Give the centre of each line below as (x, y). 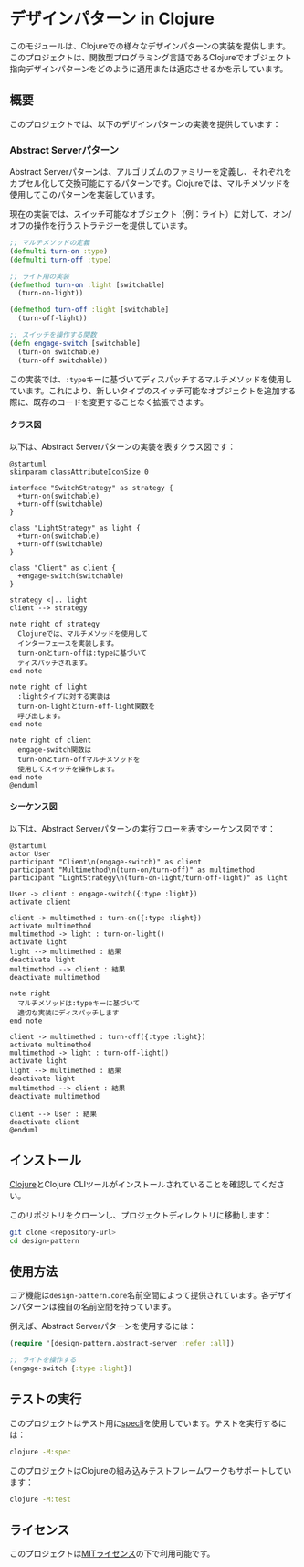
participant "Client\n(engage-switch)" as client (106, 862)
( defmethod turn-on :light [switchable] (88, 284)
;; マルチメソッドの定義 (50, 243)
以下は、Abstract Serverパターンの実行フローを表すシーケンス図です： (143, 828)
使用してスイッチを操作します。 (68, 769)
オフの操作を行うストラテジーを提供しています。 (101, 226)
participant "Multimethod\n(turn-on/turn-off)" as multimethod (132, 870)
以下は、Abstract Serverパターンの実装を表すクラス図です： (123, 446)
